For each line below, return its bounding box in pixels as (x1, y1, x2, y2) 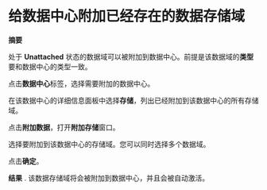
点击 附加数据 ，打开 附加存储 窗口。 (8, 122, 120, 132)
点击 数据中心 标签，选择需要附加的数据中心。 (8, 79, 155, 88)
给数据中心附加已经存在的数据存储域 (8, 7, 246, 25)
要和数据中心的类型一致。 (8, 61, 92, 72)
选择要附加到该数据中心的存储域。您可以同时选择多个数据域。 (8, 139, 211, 149)
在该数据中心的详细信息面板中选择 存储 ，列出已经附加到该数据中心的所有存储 (8, 95, 259, 105)
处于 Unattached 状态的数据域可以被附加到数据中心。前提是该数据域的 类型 (8, 52, 254, 61)
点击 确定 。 (8, 156, 44, 165)
